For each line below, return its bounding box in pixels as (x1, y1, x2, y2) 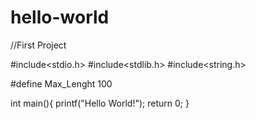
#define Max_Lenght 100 (10, 77, 113, 90)
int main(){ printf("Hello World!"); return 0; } (10, 97, 190, 109)
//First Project (10, 39, 67, 51)
